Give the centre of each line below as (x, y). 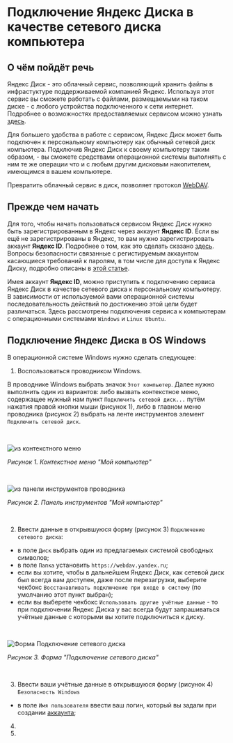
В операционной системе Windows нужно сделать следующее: (102, 357)
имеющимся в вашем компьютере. (60, 172)
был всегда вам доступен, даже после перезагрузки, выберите (112, 579)
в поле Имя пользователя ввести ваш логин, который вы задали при (117, 705)
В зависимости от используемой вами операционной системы (101, 296)
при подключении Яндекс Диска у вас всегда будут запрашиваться (119, 609)
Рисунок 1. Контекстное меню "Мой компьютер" (79, 462)
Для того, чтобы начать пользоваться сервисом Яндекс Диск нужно (110, 224)
